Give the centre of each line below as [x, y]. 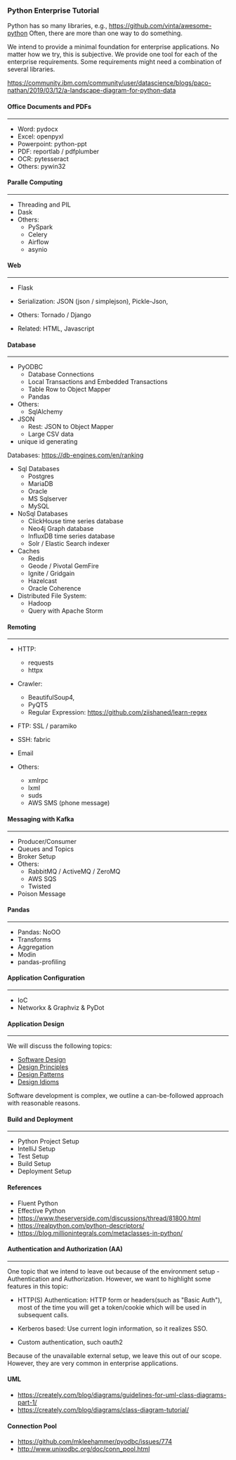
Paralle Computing [35, 182]
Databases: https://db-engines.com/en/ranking [76, 455]
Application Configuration [46, 978]
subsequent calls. [43, 1314]
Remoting [22, 627]
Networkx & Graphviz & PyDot [61, 1007]
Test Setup [33, 1156]
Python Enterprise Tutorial [53, 11]
